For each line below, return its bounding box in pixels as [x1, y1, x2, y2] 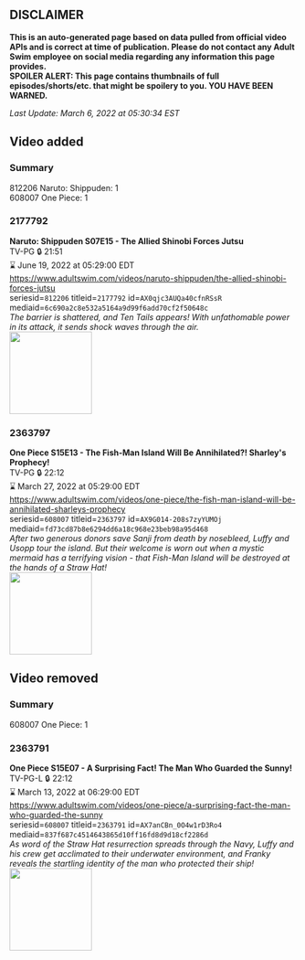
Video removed [9, 671, 99, 687]
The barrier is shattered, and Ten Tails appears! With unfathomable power [9, 311, 290, 323]
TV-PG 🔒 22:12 [9, 467, 65, 478]
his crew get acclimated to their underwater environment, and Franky [9, 848, 271, 859]
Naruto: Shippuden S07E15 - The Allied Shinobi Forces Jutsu [9, 235, 244, 246]
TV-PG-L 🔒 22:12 [9, 773, 73, 784]
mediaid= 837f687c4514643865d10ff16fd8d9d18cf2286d [9, 829, 208, 840]
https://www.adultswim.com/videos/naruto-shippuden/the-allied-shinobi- [9, 272, 287, 283]
